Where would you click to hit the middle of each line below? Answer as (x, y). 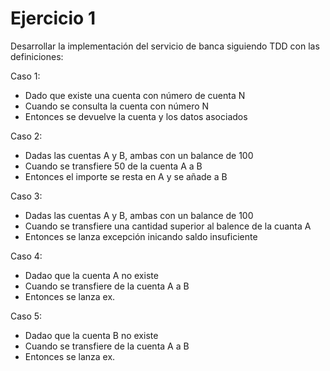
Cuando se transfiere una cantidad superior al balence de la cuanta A (168, 226)
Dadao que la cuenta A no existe (91, 275)
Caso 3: (26, 196)
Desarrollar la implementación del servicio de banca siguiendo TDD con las (165, 46)
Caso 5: (26, 316)
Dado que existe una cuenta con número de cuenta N (135, 95)
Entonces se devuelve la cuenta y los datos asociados (136, 116)
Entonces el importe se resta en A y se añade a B (126, 176)
